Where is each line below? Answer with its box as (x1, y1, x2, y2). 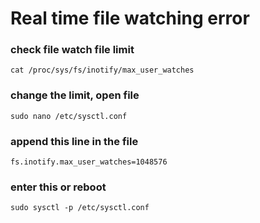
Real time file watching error (10, 7, 250, 30)
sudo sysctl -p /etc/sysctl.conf (10, 203, 150, 213)
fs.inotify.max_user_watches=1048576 (10, 157, 168, 167)
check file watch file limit (10, 43, 135, 57)
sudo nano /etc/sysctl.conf (10, 111, 128, 121)
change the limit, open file (10, 88, 140, 102)
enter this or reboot (10, 180, 107, 194)
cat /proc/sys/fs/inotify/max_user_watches (10, 65, 195, 76)
